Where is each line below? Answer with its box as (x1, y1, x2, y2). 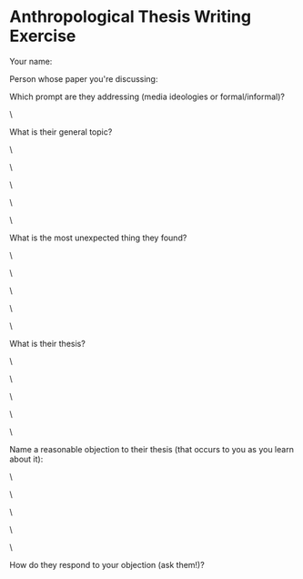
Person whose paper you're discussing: (9, 73, 158, 84)
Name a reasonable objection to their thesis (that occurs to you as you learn (9, 443, 294, 454)
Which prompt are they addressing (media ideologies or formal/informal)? (9, 91, 285, 102)
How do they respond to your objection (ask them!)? (9, 559, 205, 570)
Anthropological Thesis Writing (9, 6, 252, 27)
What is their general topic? (9, 126, 113, 137)
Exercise (9, 25, 76, 46)
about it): (9, 453, 44, 464)
